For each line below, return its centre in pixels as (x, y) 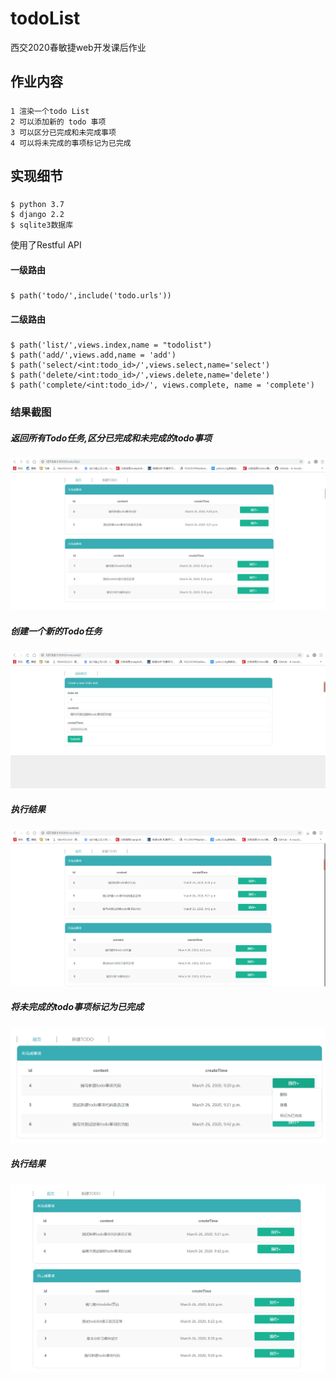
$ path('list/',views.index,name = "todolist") (111, 345)
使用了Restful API (46, 245)
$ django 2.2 (37, 215)
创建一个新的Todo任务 (56, 631)
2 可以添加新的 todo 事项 (58, 122)
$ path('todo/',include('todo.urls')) (91, 296)
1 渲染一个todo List (50, 111)
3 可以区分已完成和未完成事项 (63, 132)
